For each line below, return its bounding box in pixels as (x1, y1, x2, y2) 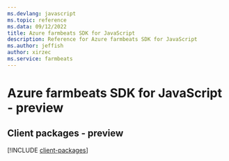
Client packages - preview (7, 128, 124, 139)
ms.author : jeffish (7, 42, 64, 49)
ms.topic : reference (7, 17, 68, 24)
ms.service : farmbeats (7, 56, 73, 62)
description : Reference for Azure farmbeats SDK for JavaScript (7, 36, 198, 43)
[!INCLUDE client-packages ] (7, 146, 88, 154)
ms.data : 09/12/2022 (7, 23, 68, 30)
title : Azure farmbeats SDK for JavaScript (7, 29, 136, 37)
